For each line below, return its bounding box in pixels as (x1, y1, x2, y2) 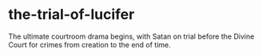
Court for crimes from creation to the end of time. (8, 39, 172, 49)
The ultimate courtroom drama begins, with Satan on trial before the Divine (8, 32, 255, 41)
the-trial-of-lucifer (8, 6, 135, 24)
